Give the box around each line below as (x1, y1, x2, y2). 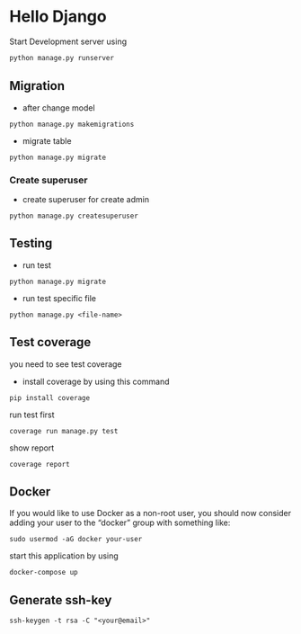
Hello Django (9, 6, 107, 27)
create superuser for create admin (22, 193, 150, 204)
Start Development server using (9, 36, 128, 47)
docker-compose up (9, 568, 78, 577)
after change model (22, 102, 96, 113)
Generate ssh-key (9, 592, 112, 608)
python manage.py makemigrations (9, 120, 135, 129)
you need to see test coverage (9, 358, 123, 370)
